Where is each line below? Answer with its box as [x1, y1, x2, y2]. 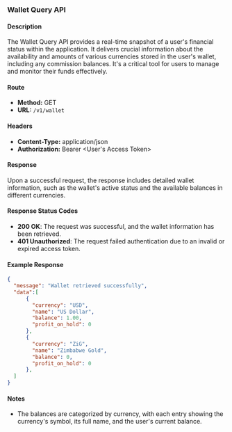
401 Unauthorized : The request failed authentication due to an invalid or [17, 237, 225, 245]
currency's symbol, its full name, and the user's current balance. [17, 417, 203, 426]
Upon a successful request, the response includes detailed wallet [7, 176, 194, 184]
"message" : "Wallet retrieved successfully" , [13, 282, 148, 289]
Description [7, 22, 42, 31]
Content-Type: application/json [17, 137, 108, 145]
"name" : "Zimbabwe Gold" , [32, 346, 108, 354]
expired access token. [17, 244, 81, 253]
